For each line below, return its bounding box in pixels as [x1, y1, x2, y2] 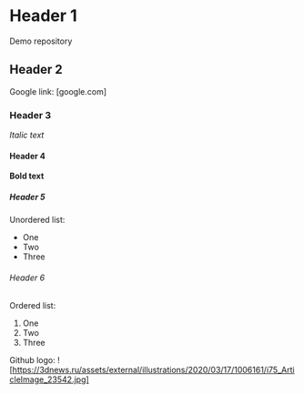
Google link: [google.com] [9, 86, 107, 96]
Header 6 [9, 272, 46, 283]
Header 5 [9, 191, 46, 202]
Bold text [9, 170, 45, 182]
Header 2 [9, 62, 64, 77]
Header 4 [9, 150, 46, 161]
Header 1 [9, 5, 77, 26]
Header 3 [9, 108, 52, 121]
